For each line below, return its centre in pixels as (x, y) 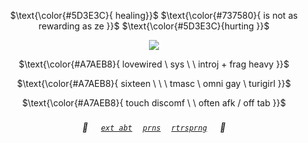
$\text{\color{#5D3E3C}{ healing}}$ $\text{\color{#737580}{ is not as (154, 15)
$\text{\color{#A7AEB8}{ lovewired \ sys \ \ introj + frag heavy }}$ (154, 64)
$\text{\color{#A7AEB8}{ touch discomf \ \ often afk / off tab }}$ (154, 103)
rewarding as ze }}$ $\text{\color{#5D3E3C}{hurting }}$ (154, 26)
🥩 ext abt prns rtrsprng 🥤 (154, 127)
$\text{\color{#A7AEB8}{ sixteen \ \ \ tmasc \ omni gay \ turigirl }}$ (154, 83)
